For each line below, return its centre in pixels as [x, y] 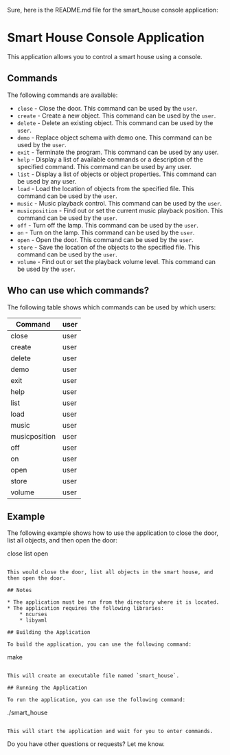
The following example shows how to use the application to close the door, [113, 533]
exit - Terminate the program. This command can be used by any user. [118, 152]
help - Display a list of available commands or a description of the [110, 159]
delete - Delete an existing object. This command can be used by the [115, 122]
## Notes [20, 591]
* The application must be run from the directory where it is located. [113, 602]
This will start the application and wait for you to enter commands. [110, 732]
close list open [28, 554]
